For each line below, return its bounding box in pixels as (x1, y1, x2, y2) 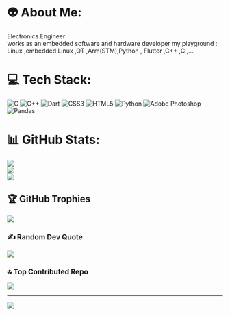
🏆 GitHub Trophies (7, 193, 91, 205)
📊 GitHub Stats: (7, 132, 101, 147)
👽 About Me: (7, 5, 82, 21)
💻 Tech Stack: (7, 72, 92, 88)
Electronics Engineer (7, 32, 66, 40)
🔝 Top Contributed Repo (7, 267, 89, 276)
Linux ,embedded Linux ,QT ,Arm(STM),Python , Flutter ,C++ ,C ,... (7, 47, 194, 55)
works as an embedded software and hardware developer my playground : (7, 39, 218, 47)
